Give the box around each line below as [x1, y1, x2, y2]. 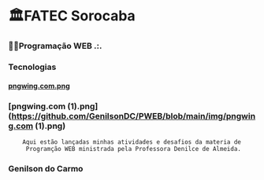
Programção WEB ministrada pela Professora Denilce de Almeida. [25, 145, 242, 152]
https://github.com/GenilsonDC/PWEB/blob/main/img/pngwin [11, 110, 256, 121]
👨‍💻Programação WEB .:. [8, 41, 102, 52]
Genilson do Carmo [8, 163, 84, 174]
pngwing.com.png [8, 81, 70, 90]
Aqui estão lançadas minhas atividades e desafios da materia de [22, 138, 242, 146]
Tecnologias [8, 61, 57, 72]
